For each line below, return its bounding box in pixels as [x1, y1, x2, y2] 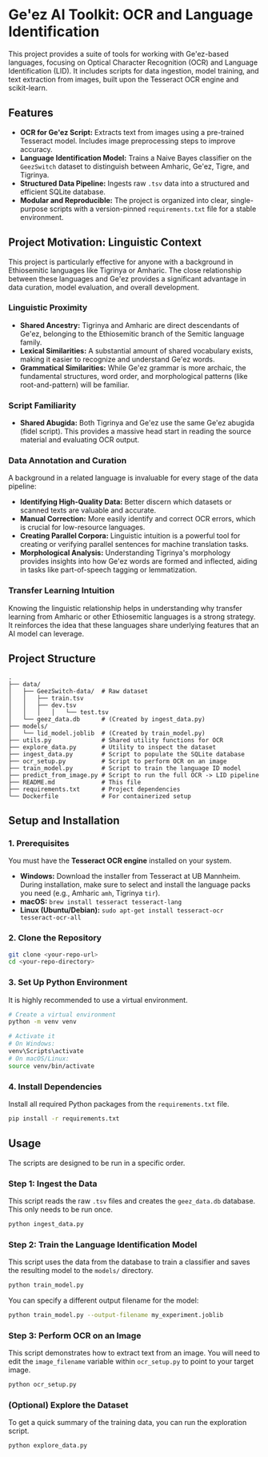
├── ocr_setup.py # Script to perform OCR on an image [8, 757, 227, 765]
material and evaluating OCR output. [19, 435, 140, 445]
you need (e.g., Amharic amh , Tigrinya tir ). [19, 888, 161, 898]
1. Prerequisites [8, 837, 70, 848]
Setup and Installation [8, 813, 120, 827]
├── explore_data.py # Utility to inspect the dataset [8, 743, 217, 751]
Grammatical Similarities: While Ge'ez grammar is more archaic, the [19, 362, 246, 373]
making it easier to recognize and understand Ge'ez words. [19, 354, 215, 364]
